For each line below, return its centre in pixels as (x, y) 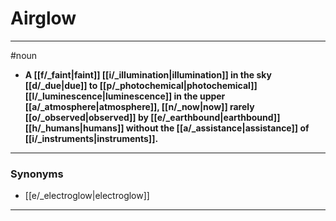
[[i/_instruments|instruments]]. (91, 138)
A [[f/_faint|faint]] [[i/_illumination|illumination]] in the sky (148, 74)
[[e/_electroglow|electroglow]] (87, 196)
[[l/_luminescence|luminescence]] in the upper (125, 96)
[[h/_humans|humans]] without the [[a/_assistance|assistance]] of (167, 128)
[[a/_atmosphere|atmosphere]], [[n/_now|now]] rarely (139, 106)
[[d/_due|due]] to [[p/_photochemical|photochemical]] (141, 85)
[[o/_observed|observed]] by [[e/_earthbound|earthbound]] (152, 117)
